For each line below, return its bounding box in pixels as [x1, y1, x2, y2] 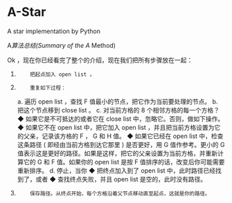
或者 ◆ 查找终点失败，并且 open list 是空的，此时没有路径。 [35, 175, 207, 183]
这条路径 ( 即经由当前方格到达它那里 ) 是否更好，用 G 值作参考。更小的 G [17, 140, 225, 148]
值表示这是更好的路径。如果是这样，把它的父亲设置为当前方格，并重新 [17, 149, 218, 157]
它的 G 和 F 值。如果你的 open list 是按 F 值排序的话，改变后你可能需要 [23, 157, 225, 166]
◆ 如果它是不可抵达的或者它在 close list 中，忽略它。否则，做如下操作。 [17, 115, 224, 123]
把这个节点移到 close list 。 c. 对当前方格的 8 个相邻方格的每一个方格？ [17, 106, 220, 114]
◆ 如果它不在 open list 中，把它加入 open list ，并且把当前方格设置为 [17, 123, 215, 131]
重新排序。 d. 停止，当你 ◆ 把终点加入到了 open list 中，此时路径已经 [17, 166, 216, 175]
